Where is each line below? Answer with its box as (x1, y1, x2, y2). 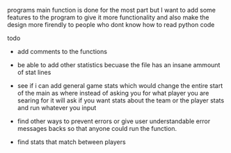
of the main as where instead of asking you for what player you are (17, 89, 209, 97)
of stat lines (17, 69, 51, 76)
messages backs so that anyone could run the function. (17, 125, 177, 132)
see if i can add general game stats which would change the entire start (17, 82, 223, 89)
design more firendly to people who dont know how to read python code (7, 21, 215, 28)
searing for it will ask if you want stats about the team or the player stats (17, 96, 225, 105)
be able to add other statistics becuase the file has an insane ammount (17, 61, 221, 69)
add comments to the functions (17, 48, 108, 55)
